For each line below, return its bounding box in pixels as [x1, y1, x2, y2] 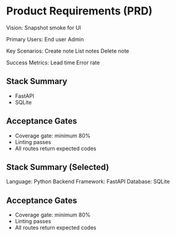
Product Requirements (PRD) [6, 4, 153, 18]
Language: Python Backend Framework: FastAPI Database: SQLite [6, 178, 170, 185]
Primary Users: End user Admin [6, 35, 84, 43]
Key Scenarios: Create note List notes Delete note [6, 47, 129, 55]
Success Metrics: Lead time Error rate [6, 59, 100, 66]
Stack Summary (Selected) [6, 162, 109, 172]
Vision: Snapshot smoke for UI [6, 24, 81, 31]
